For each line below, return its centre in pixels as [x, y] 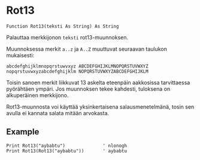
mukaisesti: [20, 55]
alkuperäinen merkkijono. [37, 95]
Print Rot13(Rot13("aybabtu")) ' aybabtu [67, 151]
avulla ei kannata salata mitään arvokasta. [58, 113]
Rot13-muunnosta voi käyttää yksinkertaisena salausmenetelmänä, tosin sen [100, 107]
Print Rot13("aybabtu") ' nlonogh [67, 146]
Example [23, 132]
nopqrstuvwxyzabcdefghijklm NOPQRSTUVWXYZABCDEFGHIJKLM [77, 71]
